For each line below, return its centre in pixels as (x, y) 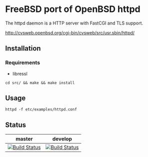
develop (62, 139)
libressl (20, 73)
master (24, 139)
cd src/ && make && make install (40, 83)
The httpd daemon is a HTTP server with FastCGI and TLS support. (74, 23)
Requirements (23, 62)
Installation (23, 48)
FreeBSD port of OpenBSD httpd (73, 9)
